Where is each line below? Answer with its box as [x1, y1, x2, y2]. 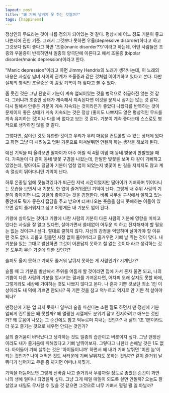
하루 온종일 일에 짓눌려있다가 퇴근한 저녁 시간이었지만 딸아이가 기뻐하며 [5, 180, 145, 186]
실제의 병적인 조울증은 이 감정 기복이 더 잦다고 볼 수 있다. [5, 80, 117, 86]
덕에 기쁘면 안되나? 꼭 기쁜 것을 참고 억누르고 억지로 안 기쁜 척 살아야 [28, 287, 163, 293]
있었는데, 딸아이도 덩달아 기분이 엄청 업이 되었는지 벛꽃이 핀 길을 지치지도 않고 [5, 162, 158, 169]
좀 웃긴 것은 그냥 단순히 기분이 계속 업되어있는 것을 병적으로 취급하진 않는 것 [5, 90, 154, 96]
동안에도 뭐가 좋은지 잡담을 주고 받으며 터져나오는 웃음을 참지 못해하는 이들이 [5, 198, 156, 204]
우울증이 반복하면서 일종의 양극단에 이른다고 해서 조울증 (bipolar [14, 50, 141, 56]
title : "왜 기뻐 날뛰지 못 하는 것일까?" [5, 12, 80, 17]
